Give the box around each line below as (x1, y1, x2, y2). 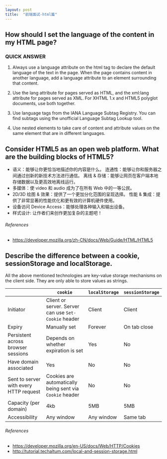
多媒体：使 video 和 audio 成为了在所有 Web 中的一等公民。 (12, 185, 135, 191)
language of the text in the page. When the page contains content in (12, 70, 153, 76)
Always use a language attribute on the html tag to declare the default (12, 64, 156, 70)
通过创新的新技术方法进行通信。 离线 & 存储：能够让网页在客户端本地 (16, 173, 159, 178)
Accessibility (7, 414, 38, 421)
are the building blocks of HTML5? (5, 152, 114, 161)
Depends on (46, 335, 75, 342)
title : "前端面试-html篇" (5, 12, 57, 17)
